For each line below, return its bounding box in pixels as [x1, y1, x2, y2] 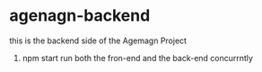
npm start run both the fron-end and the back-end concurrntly [22, 52, 254, 63]
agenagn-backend [9, 5, 151, 26]
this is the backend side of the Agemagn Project [9, 35, 187, 46]
